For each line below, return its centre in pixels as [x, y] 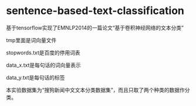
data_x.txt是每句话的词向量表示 [44, 65]
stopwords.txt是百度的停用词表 [43, 52]
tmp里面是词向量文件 [31, 40]
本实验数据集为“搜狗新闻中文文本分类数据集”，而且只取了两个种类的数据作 [96, 90]
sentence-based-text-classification [95, 11]
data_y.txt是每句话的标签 [36, 77]
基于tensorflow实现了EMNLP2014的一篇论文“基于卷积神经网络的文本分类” [95, 28]
